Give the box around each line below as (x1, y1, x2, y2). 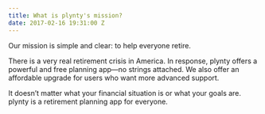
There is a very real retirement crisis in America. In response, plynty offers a (8, 56, 258, 66)
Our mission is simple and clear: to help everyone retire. (8, 40, 191, 50)
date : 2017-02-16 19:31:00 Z (8, 19, 105, 27)
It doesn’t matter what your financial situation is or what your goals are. (8, 88, 241, 97)
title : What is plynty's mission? (8, 11, 123, 20)
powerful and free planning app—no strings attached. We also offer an (8, 64, 240, 74)
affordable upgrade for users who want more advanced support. (8, 73, 220, 82)
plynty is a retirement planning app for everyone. (8, 97, 169, 106)
